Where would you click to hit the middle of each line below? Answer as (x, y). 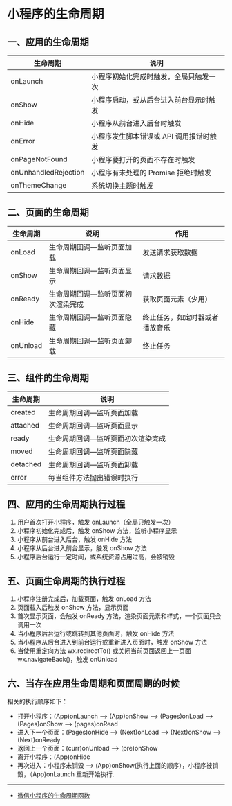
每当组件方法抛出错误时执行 (93, 478)
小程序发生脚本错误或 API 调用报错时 (151, 136)
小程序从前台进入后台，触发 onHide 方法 (75, 540)
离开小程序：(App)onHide (54, 757)
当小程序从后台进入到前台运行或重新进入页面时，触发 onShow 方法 (112, 642)
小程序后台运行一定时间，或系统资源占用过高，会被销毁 (96, 557)
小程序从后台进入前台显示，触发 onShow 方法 (82, 548)
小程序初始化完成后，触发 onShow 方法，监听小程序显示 (97, 531)
